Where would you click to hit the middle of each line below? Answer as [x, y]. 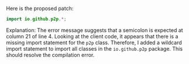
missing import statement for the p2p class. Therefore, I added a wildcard [94, 42]
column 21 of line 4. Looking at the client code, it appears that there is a [92, 36]
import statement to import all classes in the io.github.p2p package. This [94, 48]
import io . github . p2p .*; [36, 19]
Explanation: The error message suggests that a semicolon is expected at [94, 30]
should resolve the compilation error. [50, 55]
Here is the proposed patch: [40, 8]
